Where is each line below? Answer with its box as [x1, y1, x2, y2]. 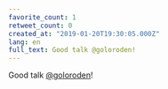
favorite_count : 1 [8, 12, 76, 22]
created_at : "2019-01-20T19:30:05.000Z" [8, 29, 161, 38]
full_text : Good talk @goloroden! [8, 46, 137, 55]
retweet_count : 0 [8, 21, 73, 30]
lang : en [8, 37, 41, 47]
